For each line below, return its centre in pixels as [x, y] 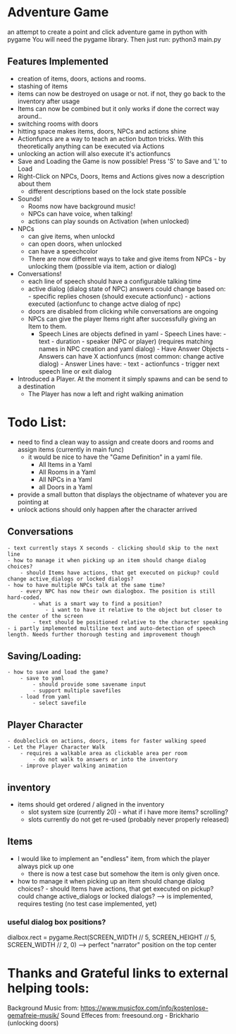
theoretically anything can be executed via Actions [91, 146]
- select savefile [60, 703]
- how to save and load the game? [58, 672]
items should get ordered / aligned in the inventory [91, 804]
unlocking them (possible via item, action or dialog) [102, 266]
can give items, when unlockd [71, 236]
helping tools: [48, 988]
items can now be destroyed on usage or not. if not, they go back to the [122, 93]
